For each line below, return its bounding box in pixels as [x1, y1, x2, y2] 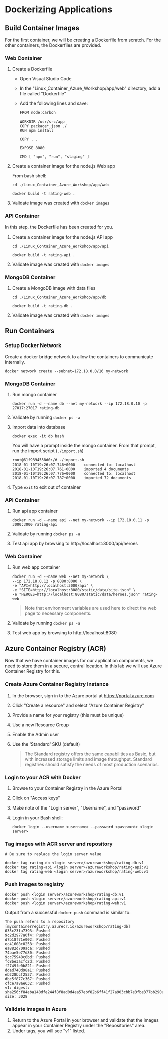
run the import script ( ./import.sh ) [12, 448, 84, 454]
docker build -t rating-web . [12, 191, 76, 196]
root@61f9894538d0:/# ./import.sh [12, 457, 84, 463]
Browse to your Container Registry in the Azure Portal [12, 785, 123, 791]
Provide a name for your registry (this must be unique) [12, 712, 124, 718]
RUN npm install [19, 128, 54, 133]
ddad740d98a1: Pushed [5, 968, 50, 973]
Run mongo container [12, 391, 57, 397]
